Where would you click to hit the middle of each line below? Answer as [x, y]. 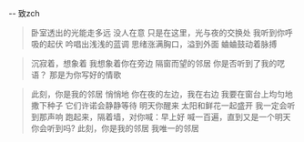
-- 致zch [24, 13]
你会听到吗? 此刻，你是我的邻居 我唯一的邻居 [115, 128]
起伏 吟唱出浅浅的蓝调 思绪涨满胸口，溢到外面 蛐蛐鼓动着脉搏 [162, 44]
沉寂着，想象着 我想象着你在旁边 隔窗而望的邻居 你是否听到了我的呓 [158, 63]
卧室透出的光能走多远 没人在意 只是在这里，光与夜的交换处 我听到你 [158, 33]
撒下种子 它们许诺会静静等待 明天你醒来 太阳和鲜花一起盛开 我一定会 [159, 106]
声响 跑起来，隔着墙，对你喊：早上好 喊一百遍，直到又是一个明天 [169, 117]
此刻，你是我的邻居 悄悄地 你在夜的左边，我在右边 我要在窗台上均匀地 [162, 94]
